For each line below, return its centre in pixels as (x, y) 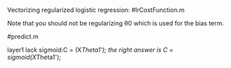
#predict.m (23, 36)
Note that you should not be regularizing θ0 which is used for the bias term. (115, 23)
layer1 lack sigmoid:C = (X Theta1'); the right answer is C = (90, 50)
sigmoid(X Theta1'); (34, 57)
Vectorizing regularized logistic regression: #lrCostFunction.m (96, 10)
